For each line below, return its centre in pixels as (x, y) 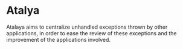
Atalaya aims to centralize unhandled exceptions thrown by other (87, 27)
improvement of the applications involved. (58, 39)
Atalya (23, 10)
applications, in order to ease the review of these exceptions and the (91, 33)
